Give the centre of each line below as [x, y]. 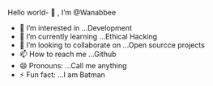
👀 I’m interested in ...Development [76, 28]
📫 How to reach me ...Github [68, 54]
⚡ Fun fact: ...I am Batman [62, 75]
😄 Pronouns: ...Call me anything [73, 66]
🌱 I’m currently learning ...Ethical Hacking [88, 37]
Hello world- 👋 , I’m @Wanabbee [62, 12]
